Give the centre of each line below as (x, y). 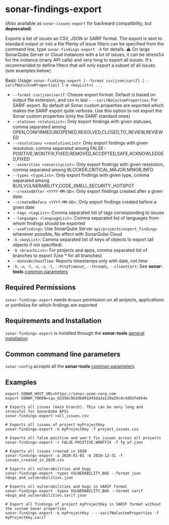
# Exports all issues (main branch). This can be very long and (74, 407)
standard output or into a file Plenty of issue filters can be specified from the (85, 43)
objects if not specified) (37, 245)
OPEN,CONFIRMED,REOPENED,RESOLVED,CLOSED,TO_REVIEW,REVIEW (88, 132)
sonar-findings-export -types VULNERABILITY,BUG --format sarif (74, 491)
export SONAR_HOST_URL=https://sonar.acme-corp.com (61, 394)
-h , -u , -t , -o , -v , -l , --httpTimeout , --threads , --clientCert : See (80, 266)
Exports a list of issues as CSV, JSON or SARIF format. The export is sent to (84, 38)
